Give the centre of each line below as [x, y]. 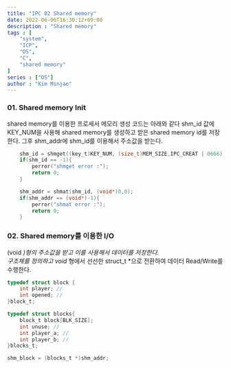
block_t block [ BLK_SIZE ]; [57, 320]
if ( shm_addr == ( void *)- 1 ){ [59, 198]
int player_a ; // [44, 333]
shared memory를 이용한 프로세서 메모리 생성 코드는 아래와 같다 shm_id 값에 [111, 124]
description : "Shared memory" [52, 26]
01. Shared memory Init [46, 108]
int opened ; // [41, 295]
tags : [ [20, 33]
